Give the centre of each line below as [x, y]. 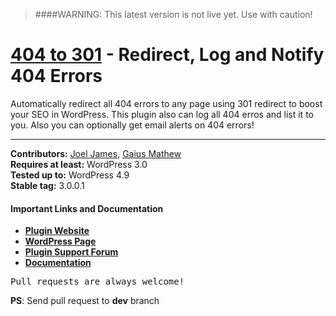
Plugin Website [57, 231]
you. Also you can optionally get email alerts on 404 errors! [132, 125]
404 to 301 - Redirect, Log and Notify [167, 55]
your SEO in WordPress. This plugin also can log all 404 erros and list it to [162, 114]
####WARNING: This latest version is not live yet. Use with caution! [173, 14]
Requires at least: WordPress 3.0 [79, 164]
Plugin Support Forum [71, 252]
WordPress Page [60, 241]
